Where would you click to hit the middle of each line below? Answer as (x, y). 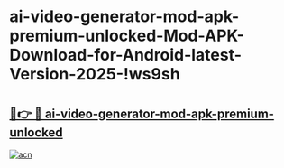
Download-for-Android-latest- (125, 55)
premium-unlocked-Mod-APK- (127, 36)
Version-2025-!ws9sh (95, 75)
